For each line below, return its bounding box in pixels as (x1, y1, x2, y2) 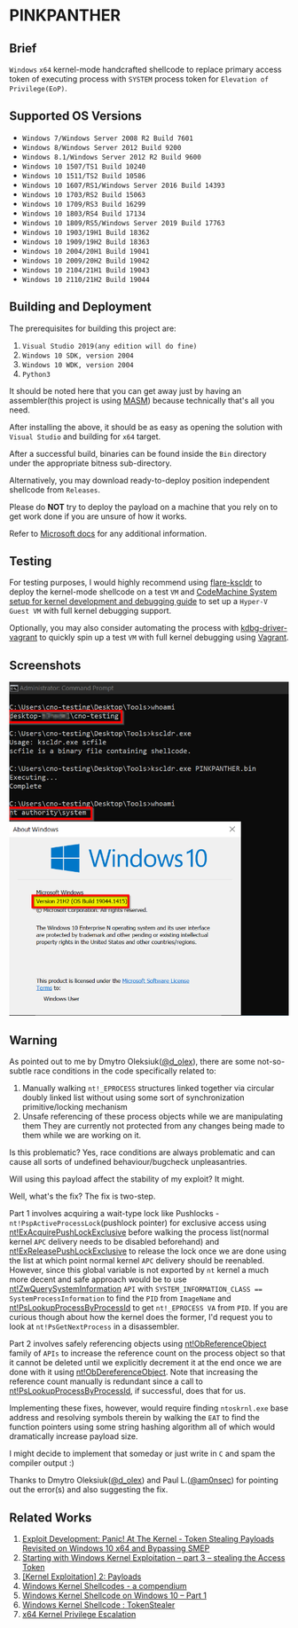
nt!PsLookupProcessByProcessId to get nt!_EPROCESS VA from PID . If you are (9, 1302, 288, 1313)
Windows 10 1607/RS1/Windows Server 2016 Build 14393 (21, 181, 225, 190)
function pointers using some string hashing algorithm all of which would (9, 1421, 276, 1433)
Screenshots (9, 657, 82, 672)
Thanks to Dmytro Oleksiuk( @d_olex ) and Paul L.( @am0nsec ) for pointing (9, 1475, 279, 1486)
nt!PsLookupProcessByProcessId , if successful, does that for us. (9, 1386, 247, 1396)
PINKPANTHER (9, 5, 122, 26)
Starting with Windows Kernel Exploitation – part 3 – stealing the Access (21, 1553, 286, 1563)
